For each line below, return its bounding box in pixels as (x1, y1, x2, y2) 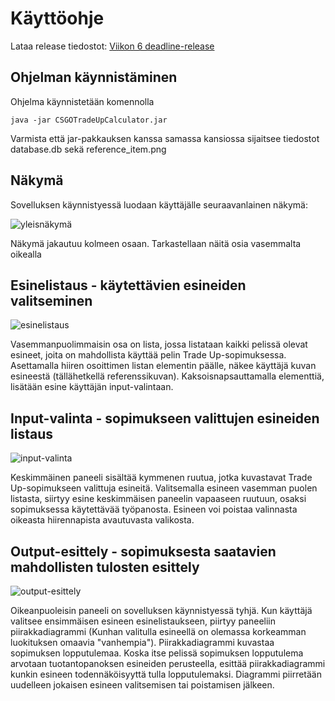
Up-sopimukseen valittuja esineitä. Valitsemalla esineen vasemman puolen (10, 482, 318, 494)
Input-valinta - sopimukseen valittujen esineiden (10, 410, 320, 427)
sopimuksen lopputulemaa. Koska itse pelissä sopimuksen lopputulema (10, 647, 304, 659)
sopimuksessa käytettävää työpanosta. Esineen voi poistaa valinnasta (10, 503, 298, 516)
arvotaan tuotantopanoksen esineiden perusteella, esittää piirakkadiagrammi (10, 658, 326, 669)
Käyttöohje (10, 7, 105, 30)
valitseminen (10, 292, 93, 309)
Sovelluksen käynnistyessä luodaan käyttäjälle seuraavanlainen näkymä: (10, 198, 308, 211)
